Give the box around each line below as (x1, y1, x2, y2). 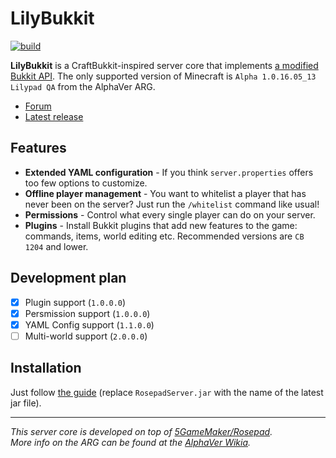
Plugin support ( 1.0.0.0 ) (24, 296, 127, 308)
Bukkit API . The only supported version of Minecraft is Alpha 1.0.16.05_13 (10, 70, 317, 82)
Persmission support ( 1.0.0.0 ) (24, 307, 151, 319)
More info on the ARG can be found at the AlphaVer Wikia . (10, 436, 252, 448)
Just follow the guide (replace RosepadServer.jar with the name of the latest (10, 386, 324, 398)
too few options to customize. (24, 177, 148, 189)
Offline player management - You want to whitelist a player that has (24, 187, 307, 199)
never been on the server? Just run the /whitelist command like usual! (24, 198, 320, 210)
